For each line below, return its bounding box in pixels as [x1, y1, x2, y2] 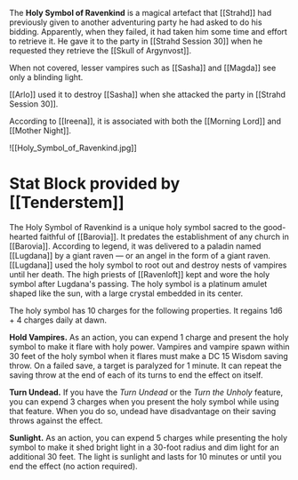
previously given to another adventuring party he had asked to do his [9, 17, 262, 28]
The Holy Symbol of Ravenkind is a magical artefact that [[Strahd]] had [9, 8, 272, 18]
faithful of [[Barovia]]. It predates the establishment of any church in [39, 231, 289, 242]
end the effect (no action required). [9, 460, 138, 471]
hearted [9, 231, 38, 242]
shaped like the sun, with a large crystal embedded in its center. [9, 288, 244, 299]
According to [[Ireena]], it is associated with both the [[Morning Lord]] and [9, 116, 282, 126]
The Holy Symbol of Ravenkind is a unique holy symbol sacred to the [9, 221, 262, 232]
